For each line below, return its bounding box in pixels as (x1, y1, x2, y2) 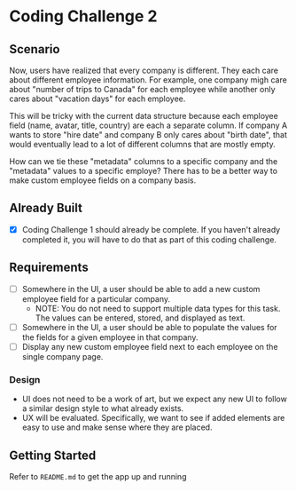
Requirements (9, 260, 89, 275)
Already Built (9, 201, 82, 216)
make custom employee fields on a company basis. (9, 175, 197, 186)
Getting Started (9, 447, 97, 463)
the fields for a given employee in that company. (21, 331, 199, 343)
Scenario (9, 42, 60, 57)
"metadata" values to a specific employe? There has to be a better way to (9, 166, 277, 176)
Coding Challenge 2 (9, 6, 158, 27)
